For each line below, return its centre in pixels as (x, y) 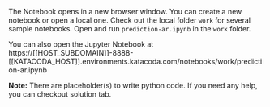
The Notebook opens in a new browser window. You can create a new (125, 12)
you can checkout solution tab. (60, 94)
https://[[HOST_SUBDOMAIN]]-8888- (71, 53)
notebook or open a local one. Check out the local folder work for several (130, 20)
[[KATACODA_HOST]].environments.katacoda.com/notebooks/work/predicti (135, 61)
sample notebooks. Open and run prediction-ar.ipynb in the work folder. (130, 29)
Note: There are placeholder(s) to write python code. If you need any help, (133, 85)
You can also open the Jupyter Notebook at (81, 44)
